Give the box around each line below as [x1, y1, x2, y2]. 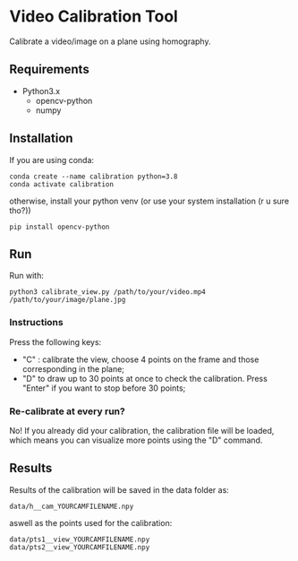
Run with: [9, 271, 45, 281]
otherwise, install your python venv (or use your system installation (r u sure [9, 195, 289, 206]
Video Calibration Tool [9, 6, 179, 27]
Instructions [9, 316, 64, 329]
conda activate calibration [9, 179, 115, 189]
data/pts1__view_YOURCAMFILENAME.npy [9, 535, 150, 544]
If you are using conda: [9, 154, 95, 165]
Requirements [9, 62, 89, 77]
